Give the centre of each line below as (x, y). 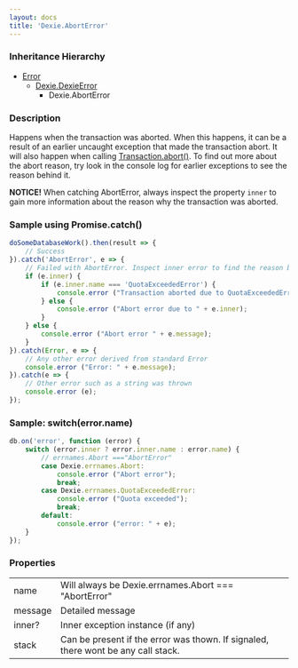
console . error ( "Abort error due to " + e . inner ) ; (152, 309)
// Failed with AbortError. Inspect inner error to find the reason (154, 268)
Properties (32, 563)
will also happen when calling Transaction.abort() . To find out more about (143, 156)
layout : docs (33, 17)
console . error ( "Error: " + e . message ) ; (101, 367)
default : (57, 516)
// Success (45, 251)
